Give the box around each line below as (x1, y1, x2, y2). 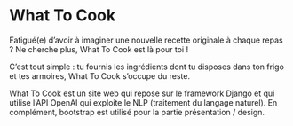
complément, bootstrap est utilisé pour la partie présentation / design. (9, 106, 265, 117)
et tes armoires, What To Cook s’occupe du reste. (9, 70, 191, 81)
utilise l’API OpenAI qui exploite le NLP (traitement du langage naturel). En (9, 97, 278, 107)
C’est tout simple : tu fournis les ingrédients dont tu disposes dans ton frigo (9, 61, 284, 72)
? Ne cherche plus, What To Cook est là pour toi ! (9, 43, 189, 54)
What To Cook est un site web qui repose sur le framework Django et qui (9, 88, 275, 98)
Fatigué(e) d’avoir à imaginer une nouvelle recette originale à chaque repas (9, 35, 283, 45)
